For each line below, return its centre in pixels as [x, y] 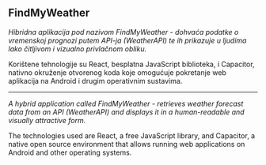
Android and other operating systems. [70, 152]
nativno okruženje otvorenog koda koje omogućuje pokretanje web [118, 72]
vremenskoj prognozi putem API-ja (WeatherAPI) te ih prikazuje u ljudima [127, 40]
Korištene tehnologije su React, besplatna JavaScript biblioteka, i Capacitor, [131, 64]
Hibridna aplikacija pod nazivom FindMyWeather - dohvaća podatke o [123, 32]
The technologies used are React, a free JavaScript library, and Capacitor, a [132, 135]
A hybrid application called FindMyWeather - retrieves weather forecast [126, 103]
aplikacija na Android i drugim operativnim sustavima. [95, 81]
